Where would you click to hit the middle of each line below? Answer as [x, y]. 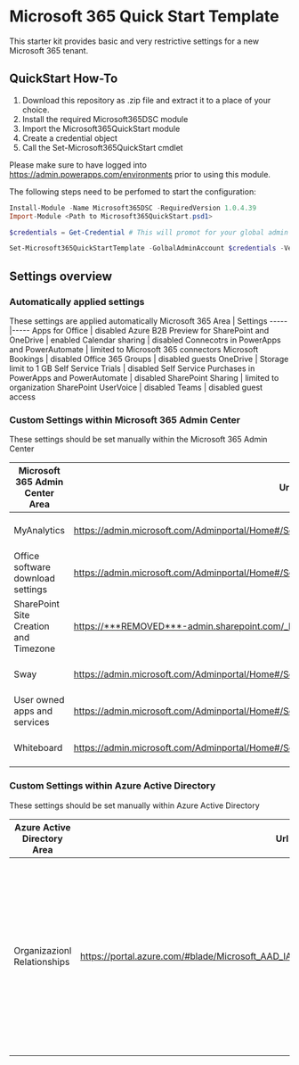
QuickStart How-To [64, 79]
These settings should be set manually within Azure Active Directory [134, 805]
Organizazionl [43, 950]
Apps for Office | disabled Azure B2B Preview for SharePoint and [150, 330]
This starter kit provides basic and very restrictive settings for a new [134, 41]
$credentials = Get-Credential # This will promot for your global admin [149, 232]
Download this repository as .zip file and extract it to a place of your [146, 100]
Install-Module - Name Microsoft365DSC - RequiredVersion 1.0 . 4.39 [133, 208]
